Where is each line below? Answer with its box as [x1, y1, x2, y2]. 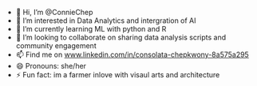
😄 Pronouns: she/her [15, 62, 86, 70]
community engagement [15, 41, 97, 50]
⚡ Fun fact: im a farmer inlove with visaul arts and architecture [15, 70, 220, 79]
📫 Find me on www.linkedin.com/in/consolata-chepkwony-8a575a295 [15, 50, 249, 59]
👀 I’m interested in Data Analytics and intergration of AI [15, 16, 197, 25]
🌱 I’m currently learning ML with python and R [15, 24, 167, 33]
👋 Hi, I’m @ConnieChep [15, 8, 93, 17]
